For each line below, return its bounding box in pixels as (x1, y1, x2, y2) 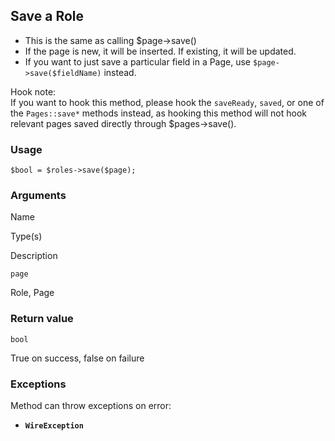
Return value (10, 312, 74, 326)
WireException (24, 421, 84, 431)
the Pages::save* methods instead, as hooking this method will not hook (10, 107, 307, 119)
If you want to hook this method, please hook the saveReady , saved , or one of (10, 96, 325, 108)
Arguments (10, 189, 67, 203)
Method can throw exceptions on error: (10, 400, 172, 411)
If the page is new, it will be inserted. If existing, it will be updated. (24, 45, 297, 57)
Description (10, 250, 58, 262)
